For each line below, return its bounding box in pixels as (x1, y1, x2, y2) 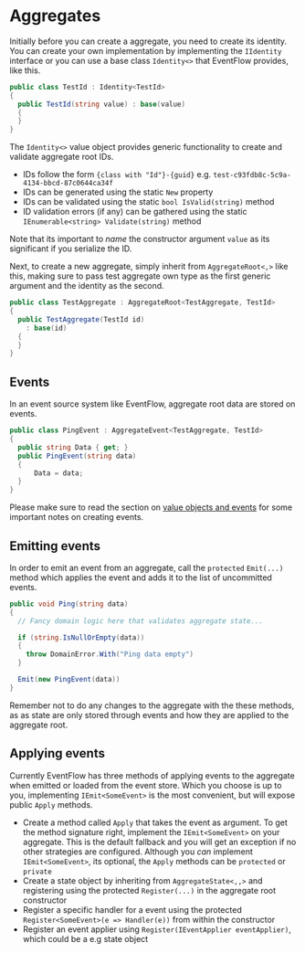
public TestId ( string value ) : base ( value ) (17, 100, 185, 109)
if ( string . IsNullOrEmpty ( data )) (17, 632, 145, 642)
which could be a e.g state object (22, 933, 149, 944)
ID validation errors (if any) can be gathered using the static (22, 206, 247, 217)
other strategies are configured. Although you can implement (22, 846, 254, 857)
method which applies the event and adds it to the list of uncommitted (9, 572, 272, 583)
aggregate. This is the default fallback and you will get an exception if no (22, 836, 297, 847)
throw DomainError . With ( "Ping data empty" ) (26, 650, 195, 659)
